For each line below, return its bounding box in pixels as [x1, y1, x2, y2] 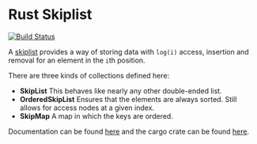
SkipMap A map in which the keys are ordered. [19, 111, 174, 120]
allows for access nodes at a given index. [19, 103, 155, 112]
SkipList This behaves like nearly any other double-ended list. [19, 85, 223, 96]
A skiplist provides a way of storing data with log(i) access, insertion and [8, 47, 249, 56]
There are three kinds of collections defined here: [8, 70, 170, 80]
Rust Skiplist [8, 6, 93, 24]
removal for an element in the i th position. [8, 55, 146, 65]
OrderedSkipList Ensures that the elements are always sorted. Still [19, 94, 237, 104]
